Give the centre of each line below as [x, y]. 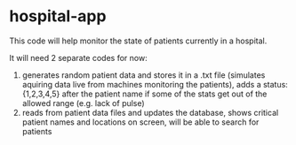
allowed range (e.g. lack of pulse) [83, 103]
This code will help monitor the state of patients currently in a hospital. [138, 41]
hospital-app [58, 16]
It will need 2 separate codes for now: [79, 57]
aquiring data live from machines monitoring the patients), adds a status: [155, 84]
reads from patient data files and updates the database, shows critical [150, 112]
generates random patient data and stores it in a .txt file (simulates [144, 75]
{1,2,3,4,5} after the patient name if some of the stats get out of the [144, 94]
